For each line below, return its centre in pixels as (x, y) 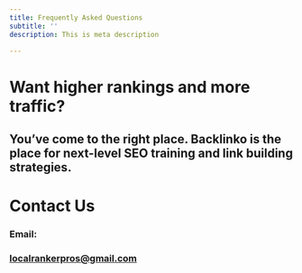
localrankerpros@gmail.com (73, 258)
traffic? (37, 106)
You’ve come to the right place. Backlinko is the (146, 139)
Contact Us (52, 206)
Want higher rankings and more (130, 87)
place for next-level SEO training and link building (151, 153)
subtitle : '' (34, 26)
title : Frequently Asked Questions (76, 18)
